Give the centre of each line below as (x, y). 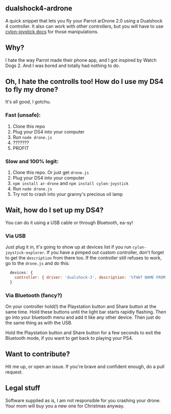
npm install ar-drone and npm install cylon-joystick (70, 183)
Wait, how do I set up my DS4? (54, 210)
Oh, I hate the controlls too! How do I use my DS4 (84, 82)
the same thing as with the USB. (39, 323)
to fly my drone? (32, 90)
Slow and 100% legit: (32, 161)
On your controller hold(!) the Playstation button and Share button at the (81, 307)
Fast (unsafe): (23, 115)
